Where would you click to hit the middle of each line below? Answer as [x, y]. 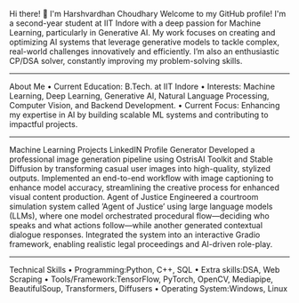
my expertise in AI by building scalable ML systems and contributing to [139, 115]
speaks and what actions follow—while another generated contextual [136, 225]
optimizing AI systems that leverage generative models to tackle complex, [145, 42]
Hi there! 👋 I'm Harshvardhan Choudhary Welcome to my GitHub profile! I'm [148, 14]
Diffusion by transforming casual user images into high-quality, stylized [140, 168]
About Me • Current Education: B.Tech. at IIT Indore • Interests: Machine [142, 86]
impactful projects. [44, 124]
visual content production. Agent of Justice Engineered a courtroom [134, 197]
